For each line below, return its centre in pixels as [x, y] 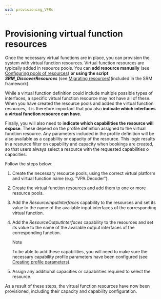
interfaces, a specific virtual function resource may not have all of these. [78, 98]
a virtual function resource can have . [43, 114]
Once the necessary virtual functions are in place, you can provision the [77, 58]
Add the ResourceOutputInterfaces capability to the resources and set [83, 222]
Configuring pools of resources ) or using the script [57, 73]
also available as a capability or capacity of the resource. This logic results [80, 139]
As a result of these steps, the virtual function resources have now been [78, 286]
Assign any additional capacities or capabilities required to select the [81, 271]
